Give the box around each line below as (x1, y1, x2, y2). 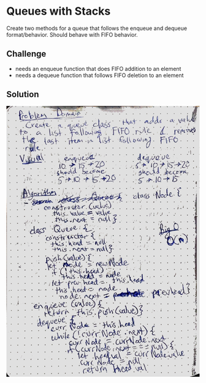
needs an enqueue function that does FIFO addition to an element (15, 65, 181, 72)
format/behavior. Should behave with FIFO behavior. (6, 31, 138, 38)
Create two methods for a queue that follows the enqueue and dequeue (6, 24, 188, 32)
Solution (6, 89, 39, 100)
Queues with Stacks (6, 4, 111, 18)
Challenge (6, 49, 47, 59)
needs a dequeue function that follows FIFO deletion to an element (15, 72, 184, 79)
